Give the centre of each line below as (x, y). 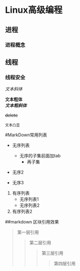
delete (12, 115)
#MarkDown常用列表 (26, 135)
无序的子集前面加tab (40, 156)
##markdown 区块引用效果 (32, 222)
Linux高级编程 (34, 10)
